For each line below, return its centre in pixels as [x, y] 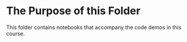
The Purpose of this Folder [73, 11]
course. [16, 33]
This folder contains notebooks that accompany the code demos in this [94, 27]
